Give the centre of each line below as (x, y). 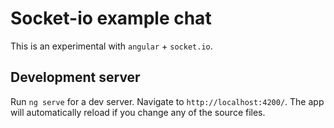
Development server (75, 77)
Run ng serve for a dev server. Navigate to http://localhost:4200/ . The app (167, 101)
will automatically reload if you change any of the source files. (138, 112)
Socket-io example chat (111, 18)
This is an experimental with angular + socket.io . (111, 46)
